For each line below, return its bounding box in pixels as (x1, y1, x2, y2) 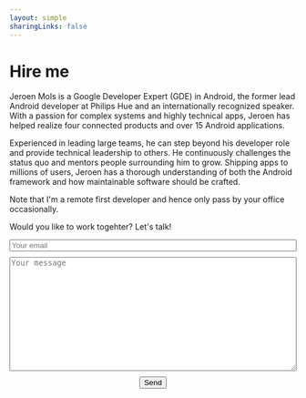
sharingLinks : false (9, 22, 88, 31)
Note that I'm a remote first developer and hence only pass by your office (9, 194, 285, 205)
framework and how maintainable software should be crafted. (9, 177, 241, 188)
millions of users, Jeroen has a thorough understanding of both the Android (9, 167, 293, 178)
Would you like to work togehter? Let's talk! (9, 221, 172, 232)
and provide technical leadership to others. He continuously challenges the (9, 148, 291, 158)
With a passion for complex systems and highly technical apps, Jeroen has (9, 110, 291, 121)
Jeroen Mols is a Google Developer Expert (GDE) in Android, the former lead (9, 91, 296, 102)
